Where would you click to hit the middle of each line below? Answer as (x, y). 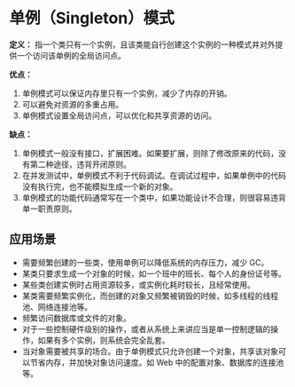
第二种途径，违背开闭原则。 (80, 164)
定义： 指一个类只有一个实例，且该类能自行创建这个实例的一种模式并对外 (142, 44)
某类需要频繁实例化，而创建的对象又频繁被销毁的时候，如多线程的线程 (150, 296)
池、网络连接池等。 (57, 306)
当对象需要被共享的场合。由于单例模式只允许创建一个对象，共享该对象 (150, 351)
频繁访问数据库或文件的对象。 (76, 318)
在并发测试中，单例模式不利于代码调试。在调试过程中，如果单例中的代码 (154, 175)
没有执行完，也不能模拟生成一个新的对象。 (100, 186)
